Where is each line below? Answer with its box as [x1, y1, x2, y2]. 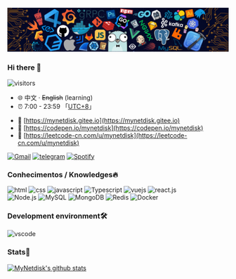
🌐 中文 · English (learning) [17, 93, 93, 102]
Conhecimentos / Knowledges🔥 [7, 169, 118, 179]
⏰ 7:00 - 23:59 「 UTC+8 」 [17, 102, 96, 110]
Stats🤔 [7, 247, 31, 257]
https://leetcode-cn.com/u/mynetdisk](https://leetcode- [25, 131, 188, 139]
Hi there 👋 [7, 63, 42, 72]
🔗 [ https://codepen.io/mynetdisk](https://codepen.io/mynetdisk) [17, 124, 204, 132]
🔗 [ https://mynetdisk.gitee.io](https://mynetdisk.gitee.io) [17, 116, 181, 124]
